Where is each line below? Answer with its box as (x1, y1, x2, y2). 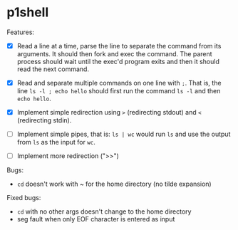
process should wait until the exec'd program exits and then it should (16, 58, 220, 66)
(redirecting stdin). (16, 116, 72, 125)
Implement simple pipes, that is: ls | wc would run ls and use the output (16, 130, 231, 139)
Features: (6, 28, 35, 36)
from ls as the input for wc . (16, 138, 95, 147)
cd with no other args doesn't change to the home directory (16, 207, 192, 216)
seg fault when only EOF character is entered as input (16, 215, 175, 224)
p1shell (6, 4, 49, 21)
